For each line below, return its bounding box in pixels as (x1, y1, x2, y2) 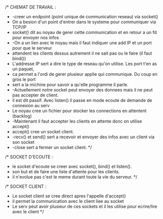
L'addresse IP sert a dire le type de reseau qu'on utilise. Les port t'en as (12, 61, 157, 66)
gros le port (12, 76, 36, 82)
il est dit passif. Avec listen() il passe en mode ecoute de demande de (12, 97, 153, 103)
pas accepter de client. (12, 92, 59, 98)
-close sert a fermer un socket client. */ (12, 145, 92, 150)
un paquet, (12, 66, 34, 72)
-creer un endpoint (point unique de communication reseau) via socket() (12, 14, 158, 19)
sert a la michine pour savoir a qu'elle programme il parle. (12, 82, 129, 88)
